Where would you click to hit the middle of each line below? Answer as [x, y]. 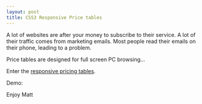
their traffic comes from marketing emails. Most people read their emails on [101, 41]
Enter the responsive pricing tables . [51, 71]
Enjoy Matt [20, 94]
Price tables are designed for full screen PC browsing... [76, 59]
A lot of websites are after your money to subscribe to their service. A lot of [101, 34]
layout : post [23, 12]
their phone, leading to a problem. [49, 47]
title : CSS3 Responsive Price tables [54, 18]
